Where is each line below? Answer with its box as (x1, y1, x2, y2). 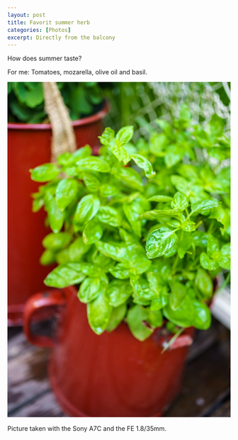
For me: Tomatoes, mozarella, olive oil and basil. (7, 68, 147, 77)
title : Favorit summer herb (7, 18, 91, 26)
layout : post (7, 11, 46, 18)
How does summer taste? (7, 54, 82, 63)
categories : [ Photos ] (7, 26, 72, 33)
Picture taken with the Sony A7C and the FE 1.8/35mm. (7, 424, 167, 432)
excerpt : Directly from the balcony (7, 34, 115, 41)
